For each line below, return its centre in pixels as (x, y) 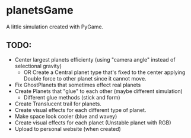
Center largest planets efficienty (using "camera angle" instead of (95, 59)
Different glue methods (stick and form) (72, 97)
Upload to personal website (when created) (68, 129)
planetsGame (40, 10)
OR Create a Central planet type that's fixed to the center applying (104, 72)
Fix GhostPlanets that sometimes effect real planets (78, 85)
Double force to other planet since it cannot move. (85, 78)
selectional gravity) (38, 66)
